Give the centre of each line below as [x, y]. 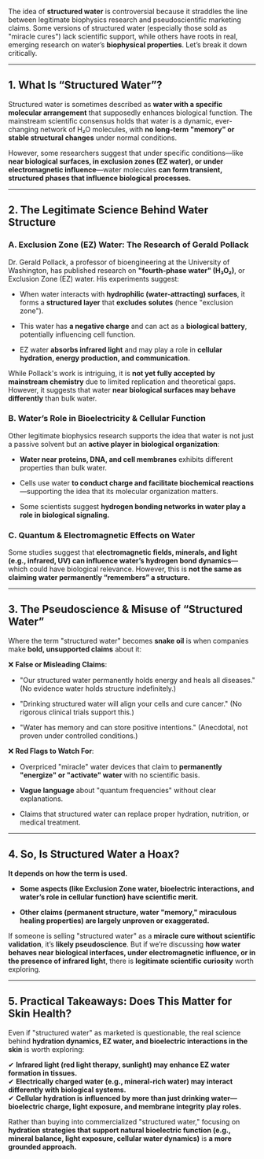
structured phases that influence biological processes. [100, 178]
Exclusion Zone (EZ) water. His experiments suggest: [93, 279]
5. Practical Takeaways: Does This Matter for [120, 1001]
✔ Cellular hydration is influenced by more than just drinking [109, 1098]
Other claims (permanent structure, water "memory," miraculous [128, 912]
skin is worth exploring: [46, 1049]
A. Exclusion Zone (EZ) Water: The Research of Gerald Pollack [128, 245]
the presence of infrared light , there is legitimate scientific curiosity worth [131, 961]
